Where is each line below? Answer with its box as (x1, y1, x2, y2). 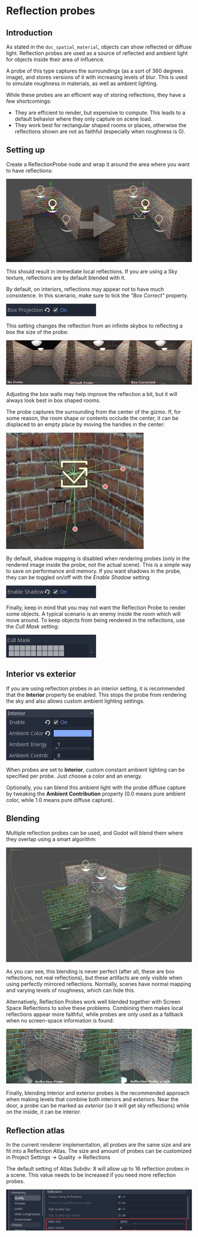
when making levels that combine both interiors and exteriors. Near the (6, 1096, 179, 1103)
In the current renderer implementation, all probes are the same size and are (6, 1141, 192, 1148)
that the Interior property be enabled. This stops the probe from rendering (6, 691, 187, 698)
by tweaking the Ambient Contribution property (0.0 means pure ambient (6, 790, 186, 797)
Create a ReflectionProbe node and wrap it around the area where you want (6, 161, 190, 168)
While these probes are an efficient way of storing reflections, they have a (6, 92, 186, 98)
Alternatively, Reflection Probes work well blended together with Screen (6, 998, 181, 1005)
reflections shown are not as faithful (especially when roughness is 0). (14, 128, 186, 135)
